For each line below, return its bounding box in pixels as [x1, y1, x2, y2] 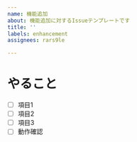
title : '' [7, 23, 37, 31]
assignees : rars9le [7, 37, 65, 44]
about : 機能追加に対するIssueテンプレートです [7, 17, 130, 24]
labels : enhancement [7, 30, 69, 38]
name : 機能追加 [7, 10, 48, 18]
